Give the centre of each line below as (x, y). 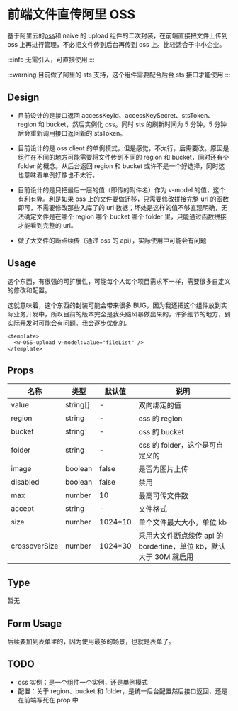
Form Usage (35, 623)
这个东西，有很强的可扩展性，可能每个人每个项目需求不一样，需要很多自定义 (119, 281)
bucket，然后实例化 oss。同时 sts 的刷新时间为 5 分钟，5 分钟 (136, 124)
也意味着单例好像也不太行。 (58, 175)
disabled (25, 482)
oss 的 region (160, 419)
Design (23, 98)
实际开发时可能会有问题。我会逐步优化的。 (69, 323)
